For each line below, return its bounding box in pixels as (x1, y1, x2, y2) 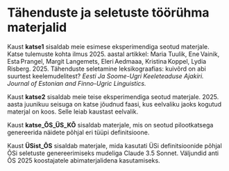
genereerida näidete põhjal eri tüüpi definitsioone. (7, 128, 150, 136)
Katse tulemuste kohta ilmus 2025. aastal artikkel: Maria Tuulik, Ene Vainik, (7, 50, 220, 58)
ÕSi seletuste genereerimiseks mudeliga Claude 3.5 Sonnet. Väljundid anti (7, 149, 219, 157)
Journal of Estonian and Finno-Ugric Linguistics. (7, 79, 146, 87)
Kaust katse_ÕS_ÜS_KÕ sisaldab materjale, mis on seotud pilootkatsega (7, 120, 214, 129)
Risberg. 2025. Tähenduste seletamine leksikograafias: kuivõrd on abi (7, 64, 206, 73)
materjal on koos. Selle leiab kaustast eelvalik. (7, 107, 139, 116)
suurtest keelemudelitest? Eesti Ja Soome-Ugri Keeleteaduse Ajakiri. (7, 71, 204, 80)
